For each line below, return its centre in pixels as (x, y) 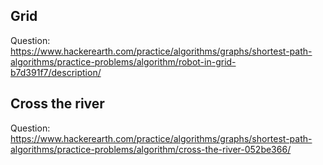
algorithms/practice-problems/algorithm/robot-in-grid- (123, 61)
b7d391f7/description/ (56, 72)
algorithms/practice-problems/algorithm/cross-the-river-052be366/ (151, 149)
